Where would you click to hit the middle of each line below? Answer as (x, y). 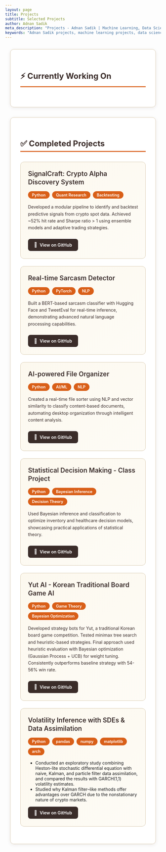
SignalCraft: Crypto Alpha (68, 174)
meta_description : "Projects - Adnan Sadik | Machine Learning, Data (78, 28)
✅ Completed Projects (63, 143)
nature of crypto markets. (61, 800)
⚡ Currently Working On (66, 76)
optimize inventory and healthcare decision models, (81, 521)
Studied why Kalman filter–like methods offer (81, 789)
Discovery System (56, 182)
